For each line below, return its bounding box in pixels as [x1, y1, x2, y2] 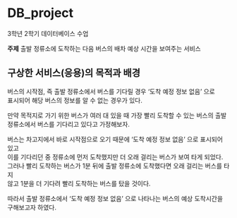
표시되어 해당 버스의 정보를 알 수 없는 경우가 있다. [7, 96, 143, 104]
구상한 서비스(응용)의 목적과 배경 [7, 67, 141, 79]
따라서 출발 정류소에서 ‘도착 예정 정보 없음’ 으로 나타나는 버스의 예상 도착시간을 [7, 194, 224, 202]
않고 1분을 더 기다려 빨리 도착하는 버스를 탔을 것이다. [7, 179, 151, 188]
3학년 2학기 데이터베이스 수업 [7, 29, 89, 38]
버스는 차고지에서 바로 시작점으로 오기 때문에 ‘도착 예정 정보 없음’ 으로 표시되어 [7, 134, 224, 143]
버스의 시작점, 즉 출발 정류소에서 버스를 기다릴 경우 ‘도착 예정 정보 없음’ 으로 [7, 87, 215, 96]
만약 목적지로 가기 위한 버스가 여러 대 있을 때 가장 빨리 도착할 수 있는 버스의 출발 [7, 111, 227, 120]
